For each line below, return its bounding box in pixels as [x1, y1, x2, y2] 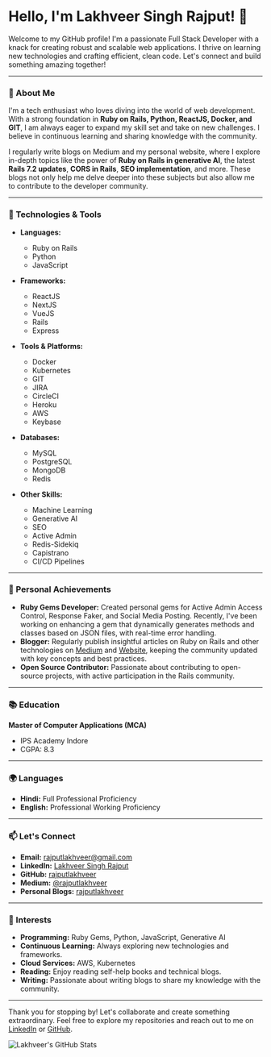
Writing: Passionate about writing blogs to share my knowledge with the [19, 976, 261, 985]
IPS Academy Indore [19, 736, 89, 746]
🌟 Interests [8, 914, 52, 926]
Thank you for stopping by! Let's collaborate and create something [8, 1007, 230, 1017]
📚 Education [8, 699, 60, 710]
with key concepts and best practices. [19, 653, 148, 664]
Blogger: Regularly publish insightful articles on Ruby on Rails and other [19, 636, 260, 646]
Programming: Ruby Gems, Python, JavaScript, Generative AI [19, 933, 226, 943]
